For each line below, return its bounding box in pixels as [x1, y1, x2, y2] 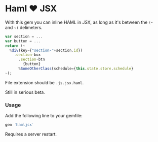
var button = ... [5, 38, 41, 43]
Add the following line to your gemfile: [5, 113, 83, 119]
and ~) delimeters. [5, 24, 43, 30]
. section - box [14, 52, 41, 57]
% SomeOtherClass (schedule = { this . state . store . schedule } [18, 66, 134, 71]
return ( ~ [5, 43, 26, 48]
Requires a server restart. [5, 131, 57, 137]
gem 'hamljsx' [5, 122, 35, 127]
